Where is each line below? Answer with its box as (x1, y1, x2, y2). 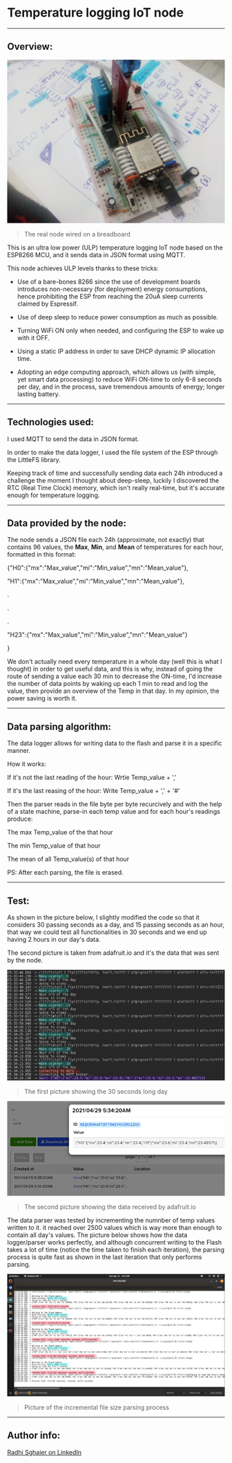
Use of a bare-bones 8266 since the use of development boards (17, 277, 201, 286)
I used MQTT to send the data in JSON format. (7, 434, 139, 443)
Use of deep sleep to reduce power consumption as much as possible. (17, 313, 219, 321)
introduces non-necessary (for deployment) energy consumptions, (17, 285, 208, 293)
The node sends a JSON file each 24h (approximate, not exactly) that (7, 536, 205, 544)
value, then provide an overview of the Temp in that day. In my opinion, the (7, 687, 220, 696)
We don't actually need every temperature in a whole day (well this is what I (7, 658, 222, 666)
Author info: (7, 1430, 61, 1442)
